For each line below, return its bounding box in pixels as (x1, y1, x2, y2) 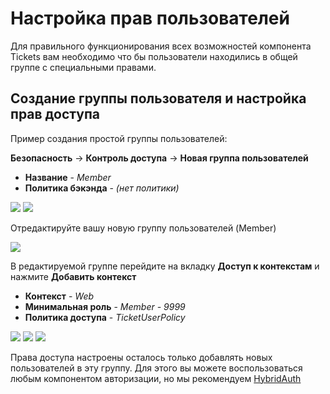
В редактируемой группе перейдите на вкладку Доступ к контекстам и (10, 260, 320, 272)
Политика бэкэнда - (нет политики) (24, 182, 180, 194)
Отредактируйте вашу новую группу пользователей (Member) (10, 222, 277, 234)
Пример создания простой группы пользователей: (10, 132, 228, 144)
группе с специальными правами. (10, 61, 157, 73)
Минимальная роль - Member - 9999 (24, 300, 186, 312)
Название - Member (24, 171, 112, 183)
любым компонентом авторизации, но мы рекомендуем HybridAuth (10, 372, 302, 384)
